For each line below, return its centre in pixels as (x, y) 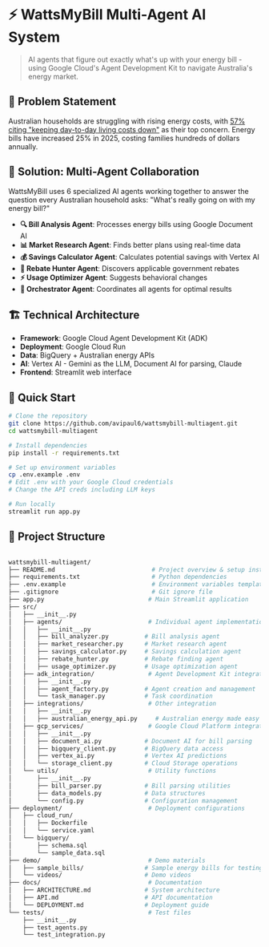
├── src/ (23, 607)
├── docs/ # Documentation (105, 883)
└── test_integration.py (64, 935)
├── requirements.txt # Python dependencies (118, 577)
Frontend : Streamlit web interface (76, 372)
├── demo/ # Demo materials (107, 860)
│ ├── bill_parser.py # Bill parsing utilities (119, 786)
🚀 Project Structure (57, 537)
